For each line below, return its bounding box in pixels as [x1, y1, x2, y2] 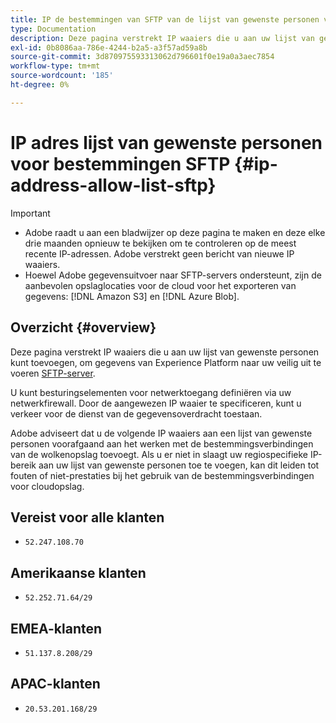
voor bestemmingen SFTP [10, 152, 231, 175]
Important [10, 207, 51, 219]
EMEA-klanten [10, 620, 103, 637]
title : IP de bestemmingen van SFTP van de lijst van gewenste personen [10, 14, 320, 25]
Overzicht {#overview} [10, 319, 157, 336]
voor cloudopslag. [10, 480, 85, 492]
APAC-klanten [10, 676, 101, 693]
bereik [10, 459, 37, 471]
